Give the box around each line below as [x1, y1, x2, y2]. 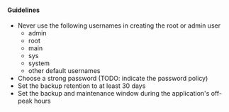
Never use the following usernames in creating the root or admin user [17, 21, 221, 30]
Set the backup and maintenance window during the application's [17, 89, 210, 98]
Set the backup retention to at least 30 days [17, 82, 146, 90]
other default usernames [28, 67, 101, 75]
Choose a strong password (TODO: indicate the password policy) [17, 74, 208, 83]
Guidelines [7, 6, 40, 14]
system [28, 59, 50, 67]
